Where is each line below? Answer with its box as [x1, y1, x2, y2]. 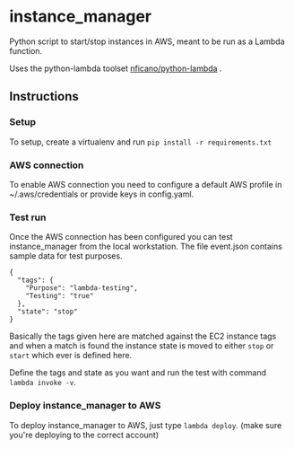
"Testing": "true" [25, 292, 94, 301]
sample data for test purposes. [9, 251, 123, 261]
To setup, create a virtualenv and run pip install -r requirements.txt [9, 136, 272, 147]
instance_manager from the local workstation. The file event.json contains [9, 241, 282, 252]
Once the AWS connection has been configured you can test [9, 232, 233, 242]
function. [9, 45, 43, 56]
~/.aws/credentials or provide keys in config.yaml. [9, 189, 195, 199]
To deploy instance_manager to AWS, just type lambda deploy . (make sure [9, 419, 282, 430]
